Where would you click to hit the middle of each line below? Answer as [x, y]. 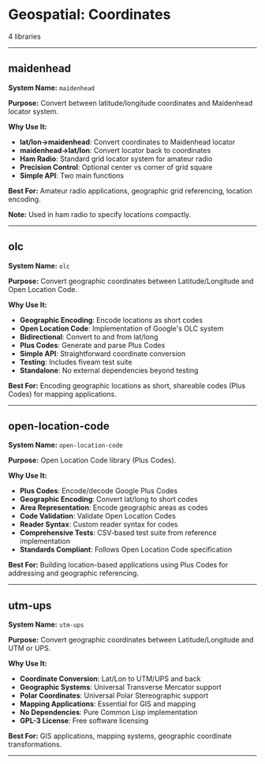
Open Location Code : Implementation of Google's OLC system [121, 328]
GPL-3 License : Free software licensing [84, 721]
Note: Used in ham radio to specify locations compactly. [100, 214]
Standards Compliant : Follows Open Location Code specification [126, 549]
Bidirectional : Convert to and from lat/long [89, 336]
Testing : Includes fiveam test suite [76, 361]
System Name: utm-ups [46, 624]
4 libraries [24, 36]
